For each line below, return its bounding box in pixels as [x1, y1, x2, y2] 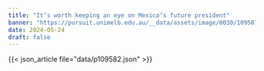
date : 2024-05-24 [8, 26, 65, 34]
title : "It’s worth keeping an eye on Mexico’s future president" [8, 11, 230, 20]
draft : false [8, 33, 51, 41]
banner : [8, 19, 34, 27]
